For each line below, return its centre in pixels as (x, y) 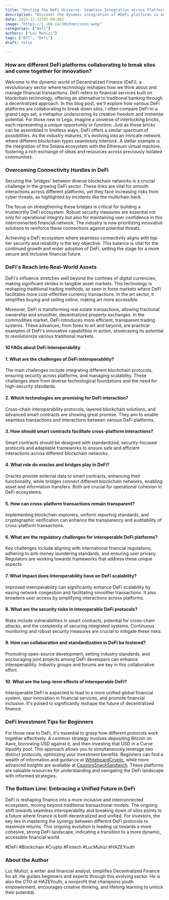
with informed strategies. (31, 776)
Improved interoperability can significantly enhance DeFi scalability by (78, 587)
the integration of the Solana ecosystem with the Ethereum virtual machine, (83, 146)
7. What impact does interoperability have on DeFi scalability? (71, 576)
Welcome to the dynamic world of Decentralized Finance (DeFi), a (73, 82)
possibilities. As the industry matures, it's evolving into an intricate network (83, 136)
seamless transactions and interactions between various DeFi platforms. (80, 420)
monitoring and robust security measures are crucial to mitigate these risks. (83, 631)
